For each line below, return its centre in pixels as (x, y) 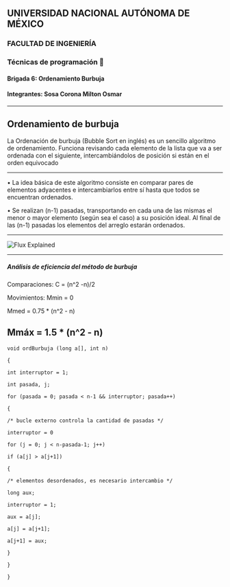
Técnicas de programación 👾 (56, 62)
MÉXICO (26, 24)
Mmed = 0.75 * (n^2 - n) (41, 311)
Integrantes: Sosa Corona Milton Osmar (65, 94)
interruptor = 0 (30, 432)
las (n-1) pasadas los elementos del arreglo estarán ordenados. (96, 225)
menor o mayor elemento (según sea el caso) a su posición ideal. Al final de (114, 217)
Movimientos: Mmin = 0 (40, 298)
